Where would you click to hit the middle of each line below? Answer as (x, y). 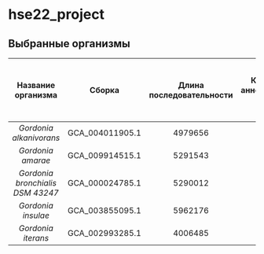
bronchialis (36, 183)
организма (36, 95)
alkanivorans (36, 138)
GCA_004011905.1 (104, 133)
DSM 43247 (36, 193)
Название (36, 85)
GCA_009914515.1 (104, 155)
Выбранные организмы (70, 44)
